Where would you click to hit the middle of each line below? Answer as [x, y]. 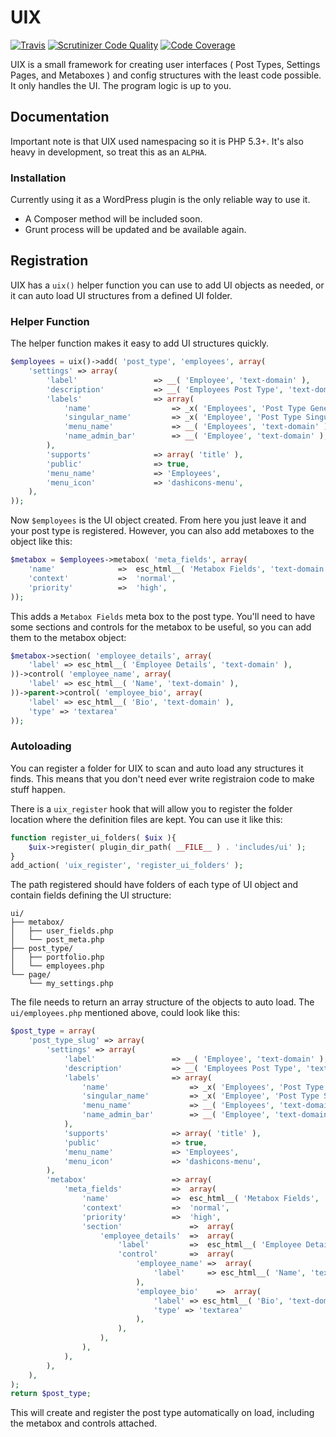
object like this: [41, 542]
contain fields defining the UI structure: [91, 895]
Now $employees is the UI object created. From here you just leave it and [158, 520]
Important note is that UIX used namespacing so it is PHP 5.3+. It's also [157, 141]
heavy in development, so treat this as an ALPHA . [109, 152]
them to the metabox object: [68, 637]
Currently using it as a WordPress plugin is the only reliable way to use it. [160, 200]
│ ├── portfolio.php [57, 957]
